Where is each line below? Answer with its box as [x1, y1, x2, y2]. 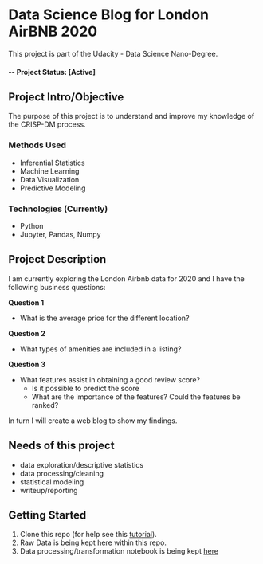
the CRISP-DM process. [8, 119, 86, 129]
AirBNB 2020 [8, 22, 98, 41]
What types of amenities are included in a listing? [19, 344, 182, 354]
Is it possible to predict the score [31, 383, 139, 393]
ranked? [31, 400, 59, 409]
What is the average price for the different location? [19, 313, 190, 323]
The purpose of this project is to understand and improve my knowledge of [8, 112, 255, 121]
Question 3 [8, 359, 46, 369]
